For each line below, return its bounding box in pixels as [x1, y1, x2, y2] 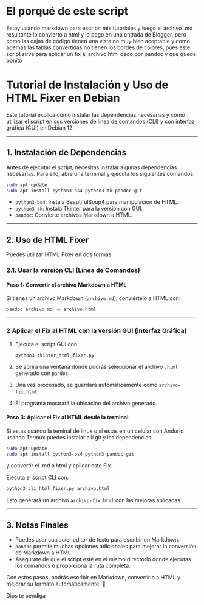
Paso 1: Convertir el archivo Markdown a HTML [6, 281, 127, 289]
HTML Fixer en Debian [6, 91, 120, 105]
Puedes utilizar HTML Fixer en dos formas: [6, 251, 114, 258]
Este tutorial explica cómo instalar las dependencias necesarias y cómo [6, 111, 185, 118]
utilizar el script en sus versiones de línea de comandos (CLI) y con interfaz [6, 117, 195, 125]
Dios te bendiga [6, 592, 46, 600]
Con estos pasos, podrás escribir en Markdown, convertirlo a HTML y [6, 574, 181, 581]
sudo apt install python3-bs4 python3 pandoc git [6, 451, 135, 457]
